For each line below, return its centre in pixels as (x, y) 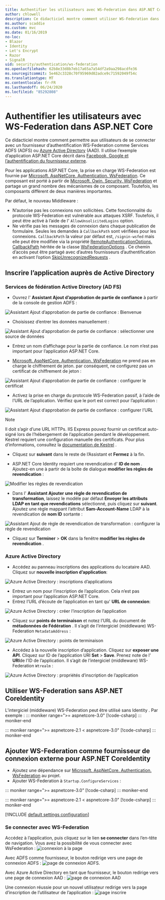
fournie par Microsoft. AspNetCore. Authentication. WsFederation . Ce (75, 176)
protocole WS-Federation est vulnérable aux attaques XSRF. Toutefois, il (85, 216)
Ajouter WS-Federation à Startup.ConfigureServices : (67, 781)
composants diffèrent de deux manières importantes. (59, 191)
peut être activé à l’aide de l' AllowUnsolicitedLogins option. (73, 221)
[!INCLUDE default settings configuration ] (47, 814)
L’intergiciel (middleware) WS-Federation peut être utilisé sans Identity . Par (82, 710)
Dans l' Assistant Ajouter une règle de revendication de (69, 493)
